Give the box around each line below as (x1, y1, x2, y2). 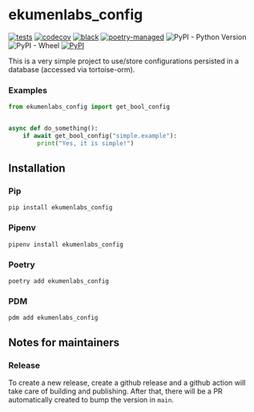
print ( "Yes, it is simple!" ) (37, 139, 135, 147)
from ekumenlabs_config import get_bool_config (8, 103, 171, 111)
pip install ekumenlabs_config (8, 204, 113, 212)
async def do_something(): (8, 124, 99, 133)
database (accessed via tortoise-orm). (8, 64, 135, 74)
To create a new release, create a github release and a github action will (8, 378, 246, 387)
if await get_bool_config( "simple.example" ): (22, 131, 178, 139)
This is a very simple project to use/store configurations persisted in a (8, 56, 239, 66)
